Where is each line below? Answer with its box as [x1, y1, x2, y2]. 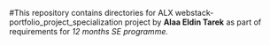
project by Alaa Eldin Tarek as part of [124, 17, 262, 27]
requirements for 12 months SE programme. [9, 26, 168, 36]
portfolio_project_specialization [9, 17, 123, 27]
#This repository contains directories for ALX [9, 8, 174, 18]
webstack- [174, 8, 214, 18]
